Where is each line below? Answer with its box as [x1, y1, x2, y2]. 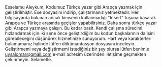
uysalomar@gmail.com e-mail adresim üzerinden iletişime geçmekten [5, 51, 147, 57]
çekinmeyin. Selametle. [5, 57, 53, 62]
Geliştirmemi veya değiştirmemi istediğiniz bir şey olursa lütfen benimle [5, 46, 149, 52]
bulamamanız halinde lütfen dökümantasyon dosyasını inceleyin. [5, 41, 136, 46]
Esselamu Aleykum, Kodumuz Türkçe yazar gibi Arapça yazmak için [5, 4, 143, 10]
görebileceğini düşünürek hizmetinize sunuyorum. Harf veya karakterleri [5, 35, 152, 41]
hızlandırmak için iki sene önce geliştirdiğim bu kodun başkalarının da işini [5, 31, 155, 36]
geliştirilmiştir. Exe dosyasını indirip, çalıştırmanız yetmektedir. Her [5, 9, 139, 15]
